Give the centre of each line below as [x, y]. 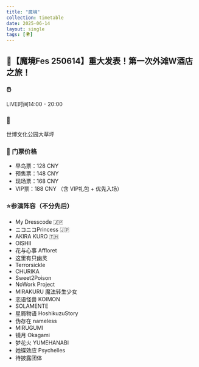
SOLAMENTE [32, 306]
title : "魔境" [23, 12]
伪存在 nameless [36, 321]
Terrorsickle [30, 265]
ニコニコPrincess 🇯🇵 [42, 229]
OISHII [23, 243]
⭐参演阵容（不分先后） [40, 206]
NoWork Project [35, 284]
